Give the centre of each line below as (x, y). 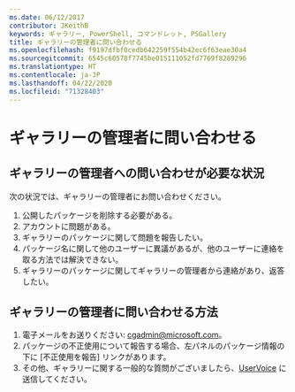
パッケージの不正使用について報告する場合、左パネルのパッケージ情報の (153, 346)
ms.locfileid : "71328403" (57, 91)
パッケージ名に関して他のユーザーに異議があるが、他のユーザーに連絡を (153, 248)
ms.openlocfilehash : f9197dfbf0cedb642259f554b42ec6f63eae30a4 (128, 50)
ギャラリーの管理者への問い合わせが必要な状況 (137, 173)
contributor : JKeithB (49, 26)
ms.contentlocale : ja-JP (55, 75)
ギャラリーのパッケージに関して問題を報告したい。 (115, 237)
